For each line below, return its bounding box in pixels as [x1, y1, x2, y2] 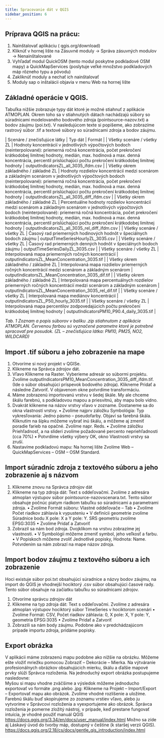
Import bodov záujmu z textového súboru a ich [5, 555, 150, 564]
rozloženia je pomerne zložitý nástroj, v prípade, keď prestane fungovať [5, 706, 150, 713]
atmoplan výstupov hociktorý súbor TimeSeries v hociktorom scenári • [12, 606, 155, 612]
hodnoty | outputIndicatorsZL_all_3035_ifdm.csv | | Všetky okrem [5, 163, 136, 169]
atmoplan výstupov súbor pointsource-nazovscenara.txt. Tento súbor [12, 494, 153, 500]
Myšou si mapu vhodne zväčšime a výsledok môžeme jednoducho [5, 680, 140, 686]
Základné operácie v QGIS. [5, 94, 88, 102]
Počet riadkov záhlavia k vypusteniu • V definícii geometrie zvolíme [12, 510, 148, 516]
